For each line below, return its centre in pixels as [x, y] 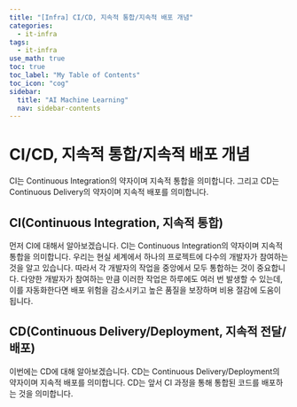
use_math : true [37, 59]
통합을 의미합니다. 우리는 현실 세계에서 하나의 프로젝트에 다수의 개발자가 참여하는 [149, 257]
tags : [19, 42]
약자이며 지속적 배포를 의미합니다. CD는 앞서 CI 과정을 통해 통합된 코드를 [134, 382]
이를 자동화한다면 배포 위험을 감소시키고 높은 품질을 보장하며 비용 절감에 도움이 [145, 290]
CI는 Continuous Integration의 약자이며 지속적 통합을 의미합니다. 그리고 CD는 [144, 181]
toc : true [27, 67]
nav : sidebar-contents [59, 108]
